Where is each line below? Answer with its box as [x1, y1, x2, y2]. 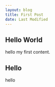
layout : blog [5, 7, 32, 13]
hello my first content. [5, 49, 50, 55]
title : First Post [5, 12, 43, 17]
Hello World [5, 35, 42, 44]
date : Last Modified [5, 17, 48, 22]
